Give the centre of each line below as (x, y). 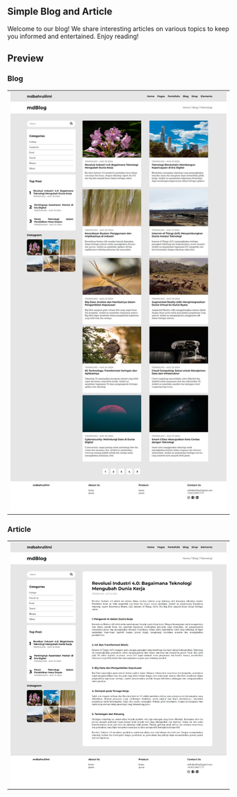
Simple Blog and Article (60, 12)
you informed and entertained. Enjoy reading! (73, 36)
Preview (26, 58)
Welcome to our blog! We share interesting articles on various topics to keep (118, 28)
